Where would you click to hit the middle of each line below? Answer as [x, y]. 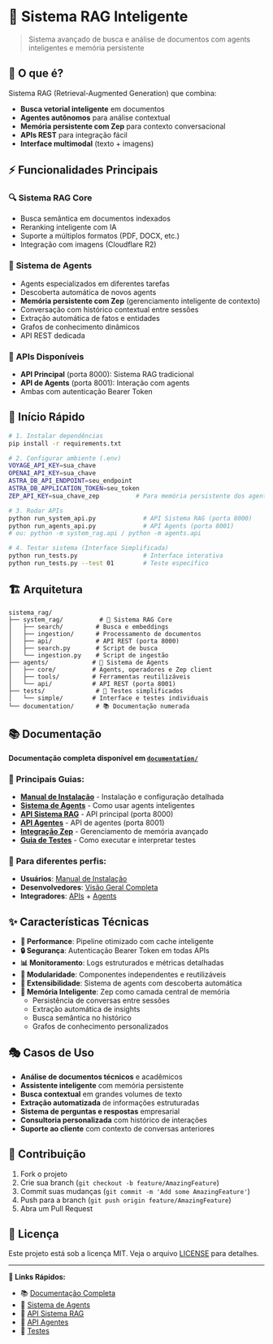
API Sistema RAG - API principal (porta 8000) [97, 814]
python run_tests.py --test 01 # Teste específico [108, 564]
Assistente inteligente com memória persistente [102, 1085]
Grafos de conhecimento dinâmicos [80, 327]
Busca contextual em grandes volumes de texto [101, 1094]
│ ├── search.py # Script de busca [83, 648]
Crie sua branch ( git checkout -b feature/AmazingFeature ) [119, 1182]
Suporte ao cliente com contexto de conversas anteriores [117, 1128]
